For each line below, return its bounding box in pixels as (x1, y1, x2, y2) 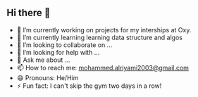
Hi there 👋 (6, 7, 51, 19)
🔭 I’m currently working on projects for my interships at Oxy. (16, 25, 192, 34)
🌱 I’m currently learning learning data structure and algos (16, 33, 182, 41)
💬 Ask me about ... (16, 56, 70, 64)
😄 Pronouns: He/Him (16, 73, 79, 82)
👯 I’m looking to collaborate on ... (16, 40, 113, 49)
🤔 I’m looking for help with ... (16, 48, 100, 56)
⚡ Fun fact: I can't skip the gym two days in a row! (16, 82, 162, 90)
